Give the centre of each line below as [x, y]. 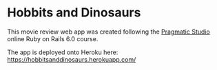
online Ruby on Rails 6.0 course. [53, 38]
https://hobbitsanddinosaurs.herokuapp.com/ [72, 59]
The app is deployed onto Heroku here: [63, 52]
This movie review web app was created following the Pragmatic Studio [108, 32]
